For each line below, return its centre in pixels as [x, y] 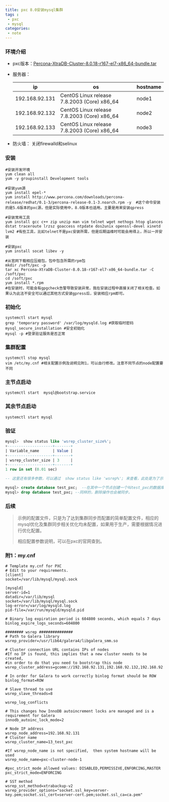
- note [14, 33]
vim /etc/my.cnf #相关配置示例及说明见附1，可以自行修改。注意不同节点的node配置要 [84, 363]
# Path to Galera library [32, 637]
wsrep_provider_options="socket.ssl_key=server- [57, 790]
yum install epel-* [26, 192]
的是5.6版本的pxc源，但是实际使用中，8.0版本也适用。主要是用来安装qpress [75, 208]
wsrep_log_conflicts [27, 703]
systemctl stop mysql [28, 358]
